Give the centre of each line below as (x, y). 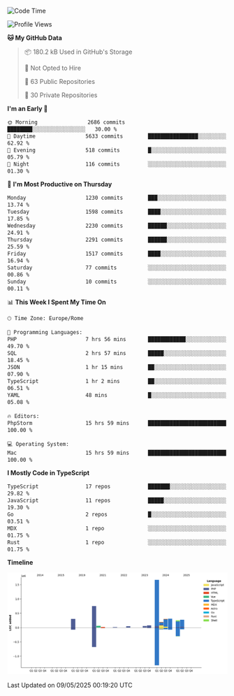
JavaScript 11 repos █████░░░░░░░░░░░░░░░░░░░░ (117, 500)
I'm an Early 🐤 (28, 109)
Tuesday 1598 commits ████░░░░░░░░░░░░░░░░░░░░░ (117, 212)
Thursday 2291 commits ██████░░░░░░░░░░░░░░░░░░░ (117, 240)
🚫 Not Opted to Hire (53, 68)
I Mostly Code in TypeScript (48, 473)
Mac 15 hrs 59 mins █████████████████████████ (117, 453)
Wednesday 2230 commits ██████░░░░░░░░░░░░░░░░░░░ (117, 226)
